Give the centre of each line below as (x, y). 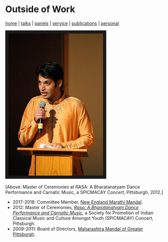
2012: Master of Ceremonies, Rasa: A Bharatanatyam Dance (75, 208)
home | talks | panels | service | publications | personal (62, 23)
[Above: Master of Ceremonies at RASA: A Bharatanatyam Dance (73, 187)
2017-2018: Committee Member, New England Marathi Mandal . (78, 202)
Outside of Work (40, 9)
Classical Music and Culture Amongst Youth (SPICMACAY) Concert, (83, 218)
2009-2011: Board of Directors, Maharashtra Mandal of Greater (78, 229)
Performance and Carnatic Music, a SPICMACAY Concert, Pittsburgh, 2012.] (84, 192)
